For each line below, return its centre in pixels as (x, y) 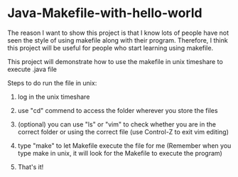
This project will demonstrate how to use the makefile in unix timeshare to (115, 61)
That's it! (31, 167)
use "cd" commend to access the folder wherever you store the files (118, 110)
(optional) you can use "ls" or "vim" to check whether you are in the (117, 124)
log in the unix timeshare (54, 97)
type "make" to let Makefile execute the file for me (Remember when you (124, 145)
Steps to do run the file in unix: (52, 82)
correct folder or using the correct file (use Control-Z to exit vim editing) (123, 132)
